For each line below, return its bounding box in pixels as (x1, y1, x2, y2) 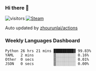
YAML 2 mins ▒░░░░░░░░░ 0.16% (5, 52, 90, 58)
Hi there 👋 (5, 4, 30, 11)
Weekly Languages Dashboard (5, 37, 80, 44)
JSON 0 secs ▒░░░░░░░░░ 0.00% (5, 61, 90, 66)
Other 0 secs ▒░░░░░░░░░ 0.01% (5, 57, 90, 62)
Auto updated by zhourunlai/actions (5, 25, 78, 31)
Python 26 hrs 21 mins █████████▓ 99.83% (5, 48, 92, 53)
